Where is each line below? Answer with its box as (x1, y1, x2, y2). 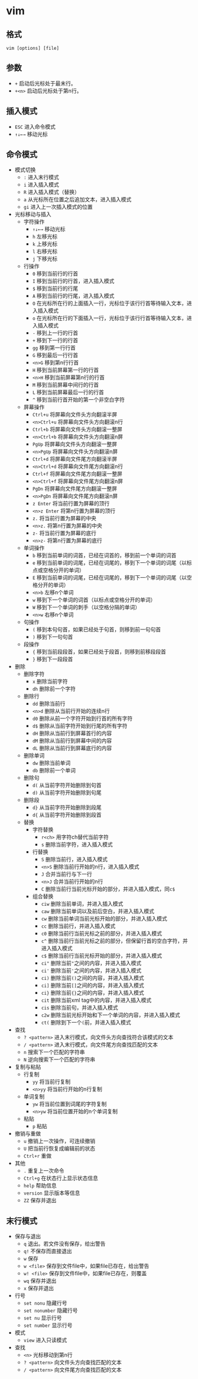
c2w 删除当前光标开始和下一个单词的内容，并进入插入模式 (41, 1011, 180, 1018)
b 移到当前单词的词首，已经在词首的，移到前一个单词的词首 (32, 552, 177, 559)
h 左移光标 (32, 233, 58, 240)
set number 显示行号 (23, 1321, 73, 1329)
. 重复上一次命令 (23, 1167, 64, 1174)
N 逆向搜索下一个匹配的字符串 (23, 1056, 96, 1063)
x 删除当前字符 (32, 678, 68, 685)
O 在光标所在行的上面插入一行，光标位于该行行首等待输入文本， (32, 300, 187, 307)
